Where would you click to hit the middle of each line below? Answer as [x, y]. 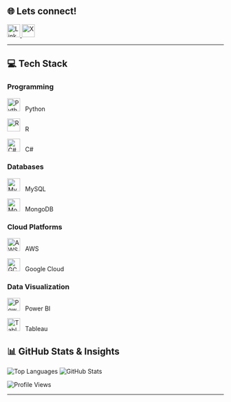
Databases [25, 167]
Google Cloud [44, 269]
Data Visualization [38, 287]
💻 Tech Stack [37, 64]
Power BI [38, 308]
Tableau [36, 329]
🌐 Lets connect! [42, 11]
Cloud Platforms [35, 226]
